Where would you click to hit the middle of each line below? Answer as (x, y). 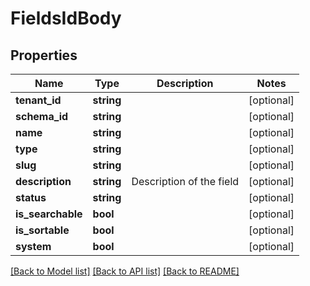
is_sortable (42, 230)
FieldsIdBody (66, 18)
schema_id (42, 116)
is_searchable (49, 214)
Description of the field (185, 181)
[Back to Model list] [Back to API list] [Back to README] (125, 271)
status (31, 197)
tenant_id (38, 100)
